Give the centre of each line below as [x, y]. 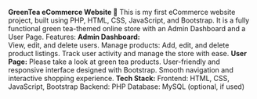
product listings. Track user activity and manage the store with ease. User [127, 53]
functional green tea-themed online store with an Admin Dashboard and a [127, 28]
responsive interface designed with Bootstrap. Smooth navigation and [121, 70]
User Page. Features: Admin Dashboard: [74, 37]
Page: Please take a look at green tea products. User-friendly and [114, 62]
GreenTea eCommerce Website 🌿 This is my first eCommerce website [122, 12]
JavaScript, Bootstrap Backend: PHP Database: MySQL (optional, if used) [127, 87]
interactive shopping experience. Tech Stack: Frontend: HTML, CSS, [119, 78]
